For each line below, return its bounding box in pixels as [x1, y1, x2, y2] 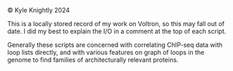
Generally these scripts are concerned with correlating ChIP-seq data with [7, 41, 223, 49]
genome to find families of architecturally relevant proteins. [7, 56, 179, 64]
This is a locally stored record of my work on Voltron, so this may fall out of [7, 20, 225, 27]
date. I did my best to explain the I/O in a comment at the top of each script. [7, 27, 227, 35]
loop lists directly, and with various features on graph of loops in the [7, 49, 205, 56]
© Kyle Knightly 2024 [7, 6, 70, 14]
